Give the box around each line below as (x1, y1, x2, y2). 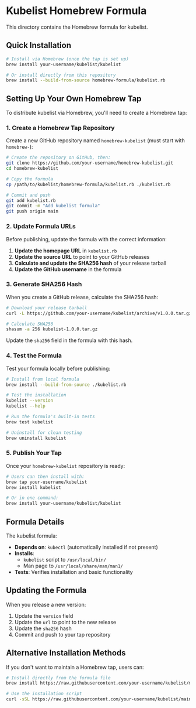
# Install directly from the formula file (6, 675, 111, 680)
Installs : (14, 549, 35, 557)
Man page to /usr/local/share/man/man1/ (23, 562, 124, 569)
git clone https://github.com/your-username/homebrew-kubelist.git (6, 160, 174, 166)
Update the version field (14, 612, 73, 619)
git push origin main (6, 208, 59, 214)
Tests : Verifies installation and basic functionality (14, 568, 133, 575)
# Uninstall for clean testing (6, 429, 82, 436)
